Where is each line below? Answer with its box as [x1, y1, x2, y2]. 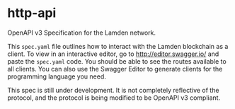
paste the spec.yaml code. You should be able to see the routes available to [7, 57, 227, 65]
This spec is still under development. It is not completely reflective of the [7, 86, 219, 94]
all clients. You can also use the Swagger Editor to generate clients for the [7, 64, 223, 73]
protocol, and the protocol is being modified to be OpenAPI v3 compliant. [7, 93, 221, 102]
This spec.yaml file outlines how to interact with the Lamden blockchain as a [7, 42, 229, 50]
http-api [7, 5, 57, 21]
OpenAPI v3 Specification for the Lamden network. [7, 28, 156, 37]
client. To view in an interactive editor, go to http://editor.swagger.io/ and [7, 50, 219, 58]
